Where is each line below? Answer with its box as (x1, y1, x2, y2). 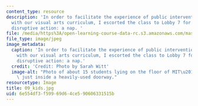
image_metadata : (6, 42, 46, 48)
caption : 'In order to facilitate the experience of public (11, 47, 162, 53)
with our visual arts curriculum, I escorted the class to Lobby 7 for (11, 19, 192, 25)
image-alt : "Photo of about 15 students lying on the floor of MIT (11, 69, 181, 75)
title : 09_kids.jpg (6, 85, 54, 91)
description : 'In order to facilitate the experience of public (6, 14, 167, 20)
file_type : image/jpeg (6, 36, 62, 42)
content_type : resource (6, 8, 65, 15)
